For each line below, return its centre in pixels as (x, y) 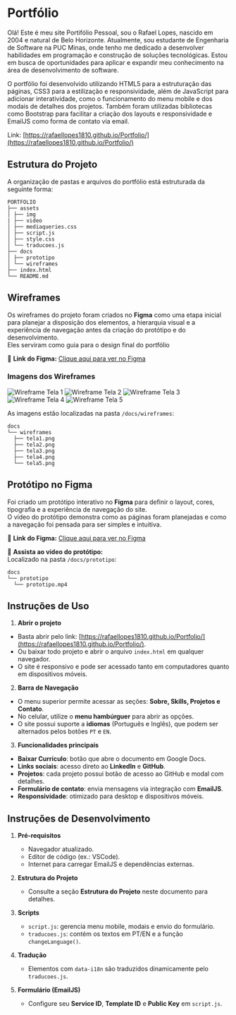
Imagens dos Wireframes (51, 377)
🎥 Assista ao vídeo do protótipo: (55, 551)
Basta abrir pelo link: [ (49, 637)
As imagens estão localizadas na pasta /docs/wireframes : (91, 413)
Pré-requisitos (39, 836)
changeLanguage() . (54, 942)
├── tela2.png (34, 445)
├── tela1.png (34, 438)
